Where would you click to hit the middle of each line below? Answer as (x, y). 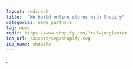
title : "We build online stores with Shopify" (66, 17)
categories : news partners (39, 22)
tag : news (18, 28)
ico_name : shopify (29, 44)
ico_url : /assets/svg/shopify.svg (49, 39)
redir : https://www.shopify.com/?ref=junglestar (67, 33)
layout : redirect (27, 11)
